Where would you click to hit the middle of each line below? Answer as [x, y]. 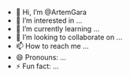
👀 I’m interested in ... [49, 20]
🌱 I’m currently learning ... [58, 29]
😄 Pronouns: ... [41, 57]
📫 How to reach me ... [52, 46]
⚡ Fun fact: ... [37, 66]
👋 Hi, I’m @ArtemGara [51, 12]
